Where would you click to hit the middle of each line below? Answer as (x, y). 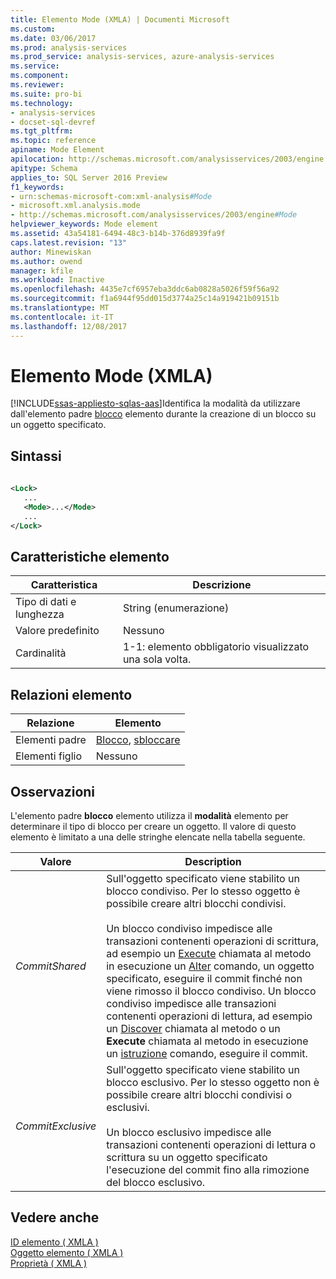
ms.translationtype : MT (60, 308)
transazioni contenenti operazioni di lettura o (211, 1144)
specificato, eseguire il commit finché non (204, 978)
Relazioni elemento (71, 694)
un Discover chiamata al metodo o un (193, 1028)
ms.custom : (33, 29)
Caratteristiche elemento (90, 556)
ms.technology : (42, 103)
